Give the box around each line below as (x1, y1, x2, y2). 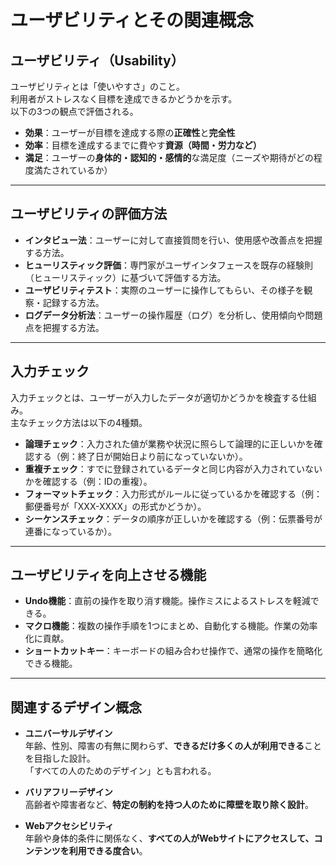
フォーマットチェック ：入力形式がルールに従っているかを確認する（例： (24, 487, 323, 500)
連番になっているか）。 (24, 525, 118, 537)
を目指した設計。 (24, 752, 96, 765)
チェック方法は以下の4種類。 (27, 416, 148, 428)
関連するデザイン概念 (10, 699, 142, 716)
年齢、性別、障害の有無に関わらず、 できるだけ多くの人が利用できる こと (24, 740, 322, 752)
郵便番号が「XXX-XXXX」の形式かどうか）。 (24, 500, 207, 512)
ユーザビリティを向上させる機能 (10, 567, 207, 584)
